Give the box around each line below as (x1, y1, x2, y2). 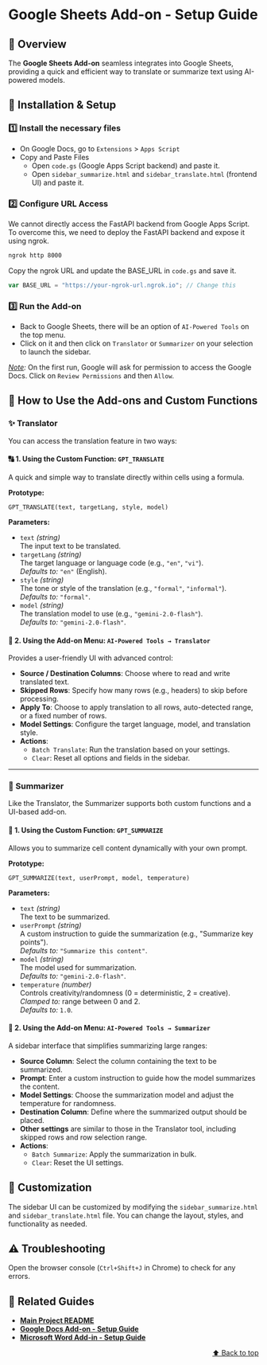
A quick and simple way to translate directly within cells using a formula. (8, 472, 245, 482)
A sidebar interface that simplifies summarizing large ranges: (8, 1041, 208, 1050)
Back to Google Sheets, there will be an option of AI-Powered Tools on (19, 322, 250, 331)
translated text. (19, 677, 70, 686)
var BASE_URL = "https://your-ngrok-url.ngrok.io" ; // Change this (8, 281, 237, 289)
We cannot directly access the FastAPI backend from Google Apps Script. (8, 219, 250, 229)
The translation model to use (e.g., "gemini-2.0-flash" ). (19, 608, 203, 618)
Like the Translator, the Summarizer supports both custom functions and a (8, 799, 252, 808)
